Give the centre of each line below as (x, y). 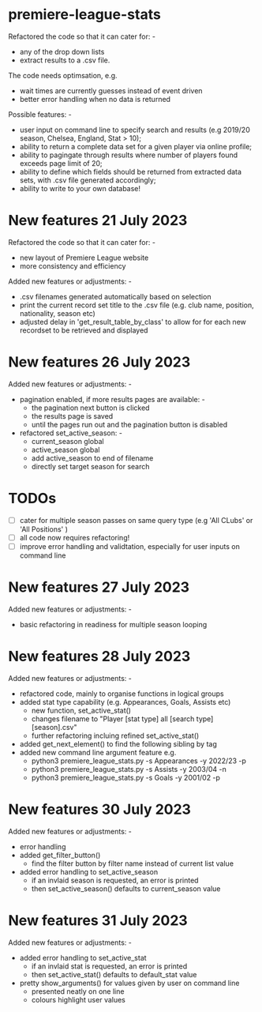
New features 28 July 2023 (99, 656)
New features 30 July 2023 (100, 809)
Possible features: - (40, 114)
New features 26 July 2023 (99, 362)
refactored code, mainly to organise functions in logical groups (122, 694)
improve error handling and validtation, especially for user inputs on (130, 546)
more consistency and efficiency (73, 265)
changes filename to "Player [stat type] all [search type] (122, 719)
